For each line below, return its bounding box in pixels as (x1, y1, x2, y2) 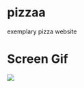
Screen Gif (7, 51, 68, 67)
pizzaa (7, 5, 46, 20)
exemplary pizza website (7, 27, 77, 35)
